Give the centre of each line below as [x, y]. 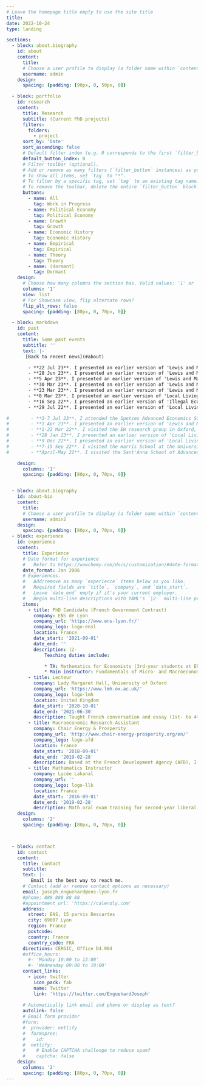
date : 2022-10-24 [28, 23]
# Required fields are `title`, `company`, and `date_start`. [105, 587]
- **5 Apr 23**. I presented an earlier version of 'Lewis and [110, 379]
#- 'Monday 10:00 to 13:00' [63, 960]
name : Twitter [51, 988]
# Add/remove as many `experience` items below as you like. [104, 582]
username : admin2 [44, 519]
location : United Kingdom [66, 700]
